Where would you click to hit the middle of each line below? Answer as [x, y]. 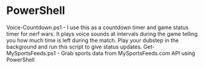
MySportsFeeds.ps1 [31, 53]
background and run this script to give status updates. [74, 47]
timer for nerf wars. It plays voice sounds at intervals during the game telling [102, 33]
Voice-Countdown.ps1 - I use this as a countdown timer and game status [97, 27]
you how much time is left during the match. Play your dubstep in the [93, 40]
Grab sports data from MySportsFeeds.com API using [128, 53]
